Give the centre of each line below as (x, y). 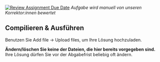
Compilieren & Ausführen (45, 28)
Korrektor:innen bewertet (30, 13)
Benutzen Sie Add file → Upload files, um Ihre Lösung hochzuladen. (74, 40)
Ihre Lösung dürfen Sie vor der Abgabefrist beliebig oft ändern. (69, 54)
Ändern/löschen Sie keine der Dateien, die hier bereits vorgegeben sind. (80, 49)
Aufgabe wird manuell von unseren (106, 8)
